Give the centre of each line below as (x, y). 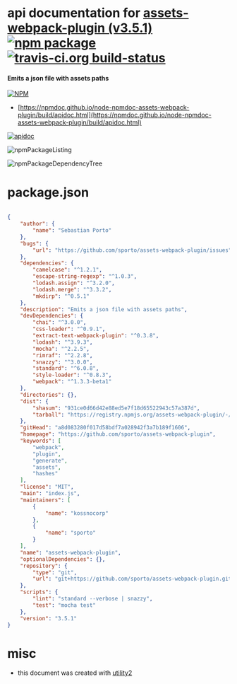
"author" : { (37, 224)
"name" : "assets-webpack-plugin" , (71, 552)
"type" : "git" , (55, 572)
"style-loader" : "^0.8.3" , (72, 375)
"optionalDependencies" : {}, (63, 559)
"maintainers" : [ (45, 500)
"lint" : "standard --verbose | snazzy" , (93, 599)
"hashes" (45, 474)
